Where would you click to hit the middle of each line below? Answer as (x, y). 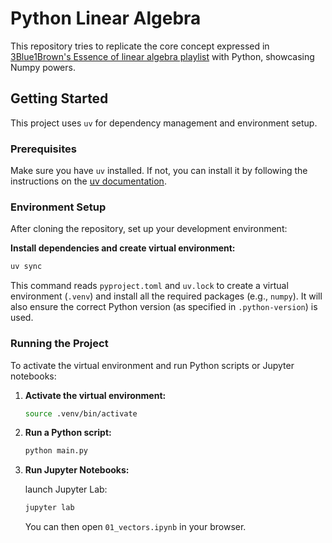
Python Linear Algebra (106, 18)
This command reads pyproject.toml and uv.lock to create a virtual (149, 286)
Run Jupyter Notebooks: (77, 470)
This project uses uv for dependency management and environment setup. (164, 123)
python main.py (56, 451)
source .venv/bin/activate (81, 413)
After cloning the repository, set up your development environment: (149, 229)
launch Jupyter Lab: (66, 489)
